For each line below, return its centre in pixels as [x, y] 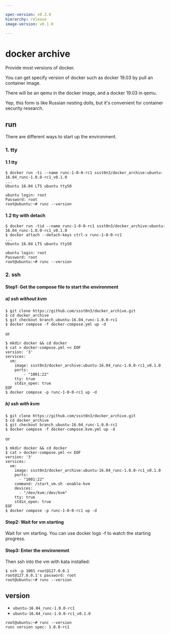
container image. [23, 83]
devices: [24, 488]
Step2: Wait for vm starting [35, 522]
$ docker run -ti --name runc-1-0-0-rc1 [49, 173]
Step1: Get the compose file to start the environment [62, 287]
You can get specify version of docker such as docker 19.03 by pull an [79, 78]
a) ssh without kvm [26, 299]
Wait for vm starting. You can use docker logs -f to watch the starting [78, 533]
